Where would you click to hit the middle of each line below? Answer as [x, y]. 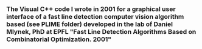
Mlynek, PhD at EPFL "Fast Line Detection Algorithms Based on [101, 31]
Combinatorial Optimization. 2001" [59, 39]
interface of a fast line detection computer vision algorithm [95, 16]
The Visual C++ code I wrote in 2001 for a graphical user [91, 9]
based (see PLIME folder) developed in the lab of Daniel [90, 24]
